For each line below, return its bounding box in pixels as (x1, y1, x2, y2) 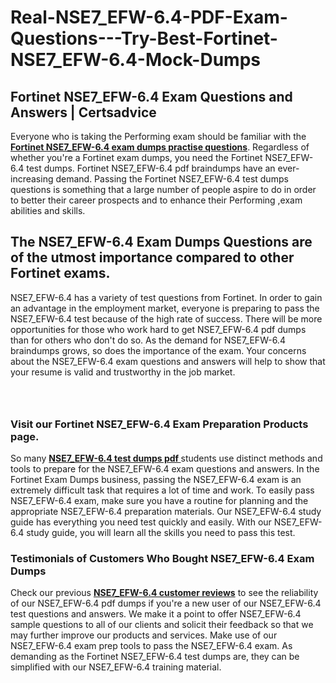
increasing (10, 173, 54, 185)
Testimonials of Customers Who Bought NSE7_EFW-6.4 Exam (10, 552, 315, 566)
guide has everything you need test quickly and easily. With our (10, 516, 272, 528)
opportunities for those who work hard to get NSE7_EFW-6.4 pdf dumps (10, 323, 307, 335)
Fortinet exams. (10, 265, 111, 282)
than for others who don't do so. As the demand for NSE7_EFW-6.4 (10, 334, 286, 346)
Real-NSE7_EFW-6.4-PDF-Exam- (10, 6, 288, 29)
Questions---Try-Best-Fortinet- (10, 27, 278, 50)
